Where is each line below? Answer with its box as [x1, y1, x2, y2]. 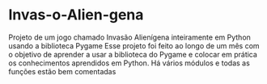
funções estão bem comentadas [8, 66, 117, 76]
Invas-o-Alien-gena [8, 6, 144, 24]
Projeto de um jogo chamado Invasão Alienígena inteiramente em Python [8, 32, 251, 42]
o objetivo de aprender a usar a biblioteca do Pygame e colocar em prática [8, 49, 257, 59]
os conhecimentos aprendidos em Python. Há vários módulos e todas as [8, 58, 251, 68]
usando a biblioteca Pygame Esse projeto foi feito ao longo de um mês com [8, 40, 261, 50]
